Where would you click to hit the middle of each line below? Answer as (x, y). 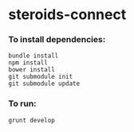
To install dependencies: (57, 40)
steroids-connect (67, 15)
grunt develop (32, 120)
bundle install (33, 56)
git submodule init (41, 77)
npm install (28, 63)
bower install (32, 70)
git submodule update (44, 84)
